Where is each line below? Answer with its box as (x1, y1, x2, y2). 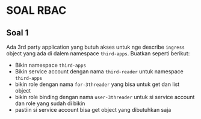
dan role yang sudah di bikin (14, 100, 85, 107)
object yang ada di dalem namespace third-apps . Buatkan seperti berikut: (6, 50, 190, 57)
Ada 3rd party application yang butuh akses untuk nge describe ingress (6, 43, 185, 50)
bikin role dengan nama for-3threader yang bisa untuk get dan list (14, 81, 180, 88)
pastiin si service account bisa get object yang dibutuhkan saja (14, 106, 172, 113)
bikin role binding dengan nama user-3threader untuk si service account (14, 94, 195, 100)
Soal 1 (6, 28, 29, 38)
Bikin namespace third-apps (14, 61, 86, 69)
